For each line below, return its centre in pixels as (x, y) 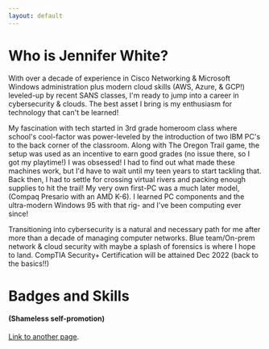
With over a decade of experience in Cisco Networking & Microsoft (120, 78)
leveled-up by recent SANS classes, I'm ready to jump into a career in (124, 95)
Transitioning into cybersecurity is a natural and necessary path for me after (134, 229)
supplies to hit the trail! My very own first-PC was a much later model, (124, 188)
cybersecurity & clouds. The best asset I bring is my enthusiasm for (120, 104)
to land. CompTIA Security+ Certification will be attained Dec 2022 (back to (134, 255)
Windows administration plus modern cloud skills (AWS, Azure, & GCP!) (127, 86)
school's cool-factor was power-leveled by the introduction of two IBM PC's (134, 136)
